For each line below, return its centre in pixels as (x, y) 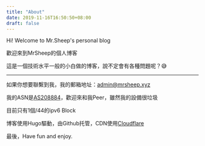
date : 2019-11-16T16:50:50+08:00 (49, 18)
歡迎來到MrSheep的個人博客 (42, 53)
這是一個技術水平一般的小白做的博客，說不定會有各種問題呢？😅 (87, 66)
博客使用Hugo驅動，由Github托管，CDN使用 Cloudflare (75, 123)
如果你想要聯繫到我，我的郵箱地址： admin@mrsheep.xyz (78, 85)
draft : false (23, 23)
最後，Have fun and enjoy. (40, 136)
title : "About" (26, 12)
